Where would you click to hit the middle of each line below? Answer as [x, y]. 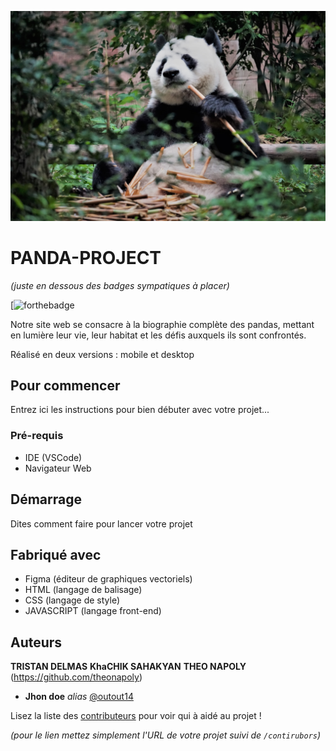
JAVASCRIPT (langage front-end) [93, 611]
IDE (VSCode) [53, 457]
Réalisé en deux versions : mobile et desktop [102, 354]
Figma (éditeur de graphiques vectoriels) [108, 579]
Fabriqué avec [56, 554]
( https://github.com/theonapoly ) [76, 677]
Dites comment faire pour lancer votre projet [101, 523]
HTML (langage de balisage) [83, 590]
